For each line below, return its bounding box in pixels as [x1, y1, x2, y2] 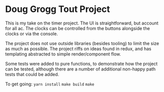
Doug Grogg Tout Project [5, 3, 110, 15]
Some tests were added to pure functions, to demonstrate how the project [5, 60, 158, 66]
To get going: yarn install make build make [5, 81, 94, 87]
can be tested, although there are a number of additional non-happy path [5, 66, 156, 72]
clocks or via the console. [5, 30, 58, 36]
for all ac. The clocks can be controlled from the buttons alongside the [5, 25, 150, 31]
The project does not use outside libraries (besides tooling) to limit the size [5, 40, 159, 46]
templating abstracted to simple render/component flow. [5, 51, 121, 57]
